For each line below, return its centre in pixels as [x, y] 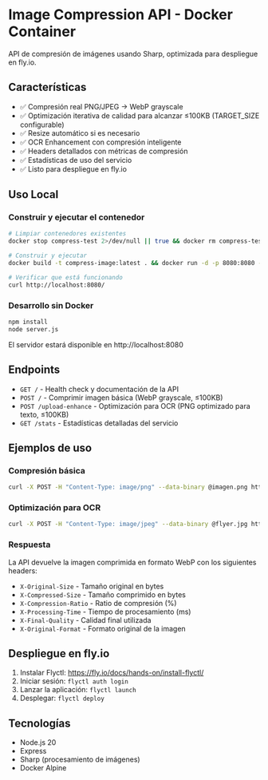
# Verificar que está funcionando [66, 277]
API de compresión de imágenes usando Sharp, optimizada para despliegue [133, 53]
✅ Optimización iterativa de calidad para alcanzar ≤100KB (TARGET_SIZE [140, 115]
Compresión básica [47, 470]
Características [47, 87]
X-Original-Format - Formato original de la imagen [102, 628]
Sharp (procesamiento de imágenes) [80, 759]
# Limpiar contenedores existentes [67, 234]
